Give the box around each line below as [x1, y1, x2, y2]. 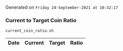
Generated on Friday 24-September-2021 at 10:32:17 [5, 5, 118, 10]
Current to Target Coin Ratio [5, 17, 77, 24]
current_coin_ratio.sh [5, 28, 54, 33]
